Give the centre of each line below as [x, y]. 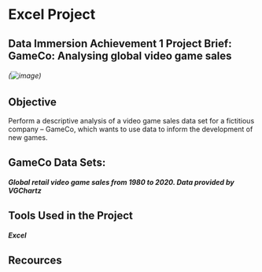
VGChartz [25, 191]
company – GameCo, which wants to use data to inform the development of [131, 129]
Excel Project [52, 15]
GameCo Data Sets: [57, 162]
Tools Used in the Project [71, 215]
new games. [28, 138]
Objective [33, 102]
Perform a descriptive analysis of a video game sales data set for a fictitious [131, 121]
